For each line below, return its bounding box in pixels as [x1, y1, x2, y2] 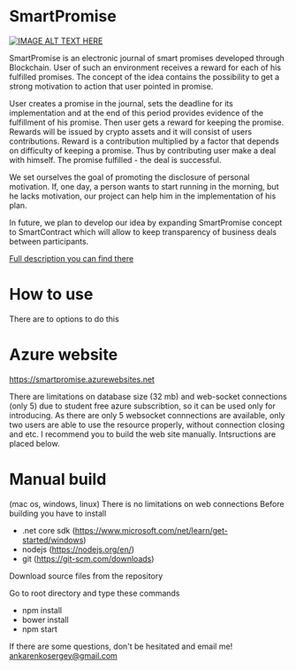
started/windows [21, 534, 84, 545]
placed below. [9, 438, 60, 448]
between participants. [9, 236, 89, 246]
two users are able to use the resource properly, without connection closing [9, 419, 285, 430]
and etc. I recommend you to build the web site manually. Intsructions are [9, 428, 277, 440]
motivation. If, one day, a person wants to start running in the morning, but [9, 181, 279, 191]
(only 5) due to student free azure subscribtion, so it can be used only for [9, 401, 277, 411]
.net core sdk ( [21, 525, 76, 535]
